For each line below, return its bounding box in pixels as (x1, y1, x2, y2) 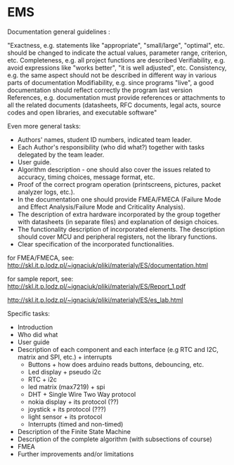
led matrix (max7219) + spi (27, 382, 105, 391)
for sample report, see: (7, 275, 74, 283)
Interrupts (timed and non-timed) (27, 419, 124, 428)
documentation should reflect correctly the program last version (7, 86, 193, 94)
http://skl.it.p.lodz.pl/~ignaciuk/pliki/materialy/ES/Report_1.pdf (7, 282, 186, 290)
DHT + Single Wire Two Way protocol (27, 390, 136, 398)
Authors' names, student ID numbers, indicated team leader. (17, 135, 192, 144)
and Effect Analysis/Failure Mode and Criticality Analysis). (17, 202, 186, 211)
